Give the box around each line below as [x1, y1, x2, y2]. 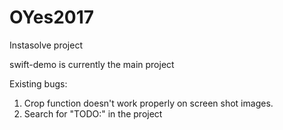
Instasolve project [9, 39, 84, 51]
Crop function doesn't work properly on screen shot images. [23, 97, 274, 109]
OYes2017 [9, 6, 95, 29]
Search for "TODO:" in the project [23, 107, 163, 120]
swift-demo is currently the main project [9, 58, 175, 70]
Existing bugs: [9, 77, 68, 90]
